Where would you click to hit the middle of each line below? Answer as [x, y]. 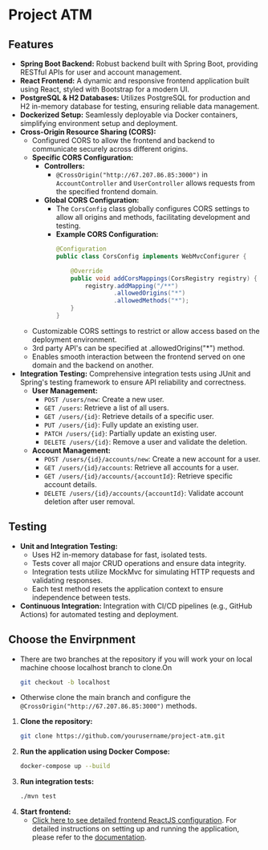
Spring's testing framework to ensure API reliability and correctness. [133, 382]
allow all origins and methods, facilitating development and [153, 217]
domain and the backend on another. [93, 365]
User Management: [65, 390]
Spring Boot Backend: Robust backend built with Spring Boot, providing [139, 63]
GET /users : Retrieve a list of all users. [106, 408]
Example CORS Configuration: [107, 234]
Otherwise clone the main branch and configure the [105, 697]
